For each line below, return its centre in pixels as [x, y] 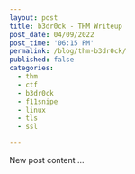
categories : [31, 69]
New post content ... [47, 160]
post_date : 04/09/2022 [52, 34]
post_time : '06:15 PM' [52, 43]
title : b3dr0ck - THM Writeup [66, 26]
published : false [42, 60]
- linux [32, 110]
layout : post [34, 18]
